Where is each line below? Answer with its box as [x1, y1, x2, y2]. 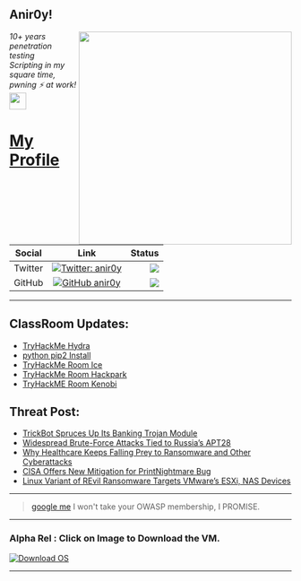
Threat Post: [9, 404, 81, 420]
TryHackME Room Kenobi [21, 378, 117, 389]
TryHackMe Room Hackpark [21, 369, 127, 379]
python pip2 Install [21, 350, 91, 360]
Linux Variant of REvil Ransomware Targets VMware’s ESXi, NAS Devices [21, 475, 291, 487]
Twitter [13, 262, 43, 274]
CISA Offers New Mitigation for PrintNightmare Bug [21, 466, 211, 477]
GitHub [13, 276, 44, 289]
